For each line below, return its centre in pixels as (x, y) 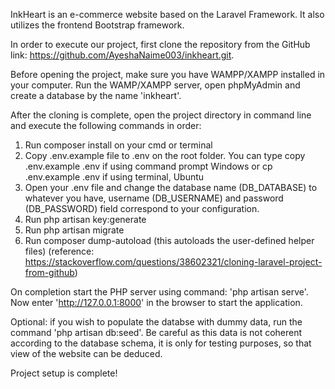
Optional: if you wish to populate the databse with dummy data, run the (156, 322)
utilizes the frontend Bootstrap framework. (97, 25)
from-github (49, 272)
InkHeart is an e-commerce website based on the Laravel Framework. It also (167, 14)
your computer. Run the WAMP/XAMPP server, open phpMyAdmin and (155, 85)
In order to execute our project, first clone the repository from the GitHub (160, 44)
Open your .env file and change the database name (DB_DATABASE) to (171, 187)
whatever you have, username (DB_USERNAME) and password (154, 198)
